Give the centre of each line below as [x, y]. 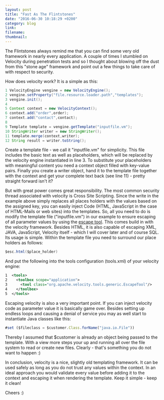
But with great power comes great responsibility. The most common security [82, 191]
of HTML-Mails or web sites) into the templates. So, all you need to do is [78, 212]
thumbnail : [16, 37]
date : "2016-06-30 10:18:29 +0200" [41, 19]
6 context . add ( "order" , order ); [37, 113]
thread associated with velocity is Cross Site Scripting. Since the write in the [82, 196]
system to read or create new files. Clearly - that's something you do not [78, 347]
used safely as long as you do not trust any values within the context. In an [80, 367]
